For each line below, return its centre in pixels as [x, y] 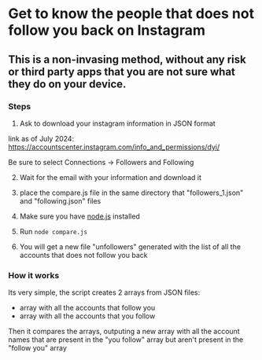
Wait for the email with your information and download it [111, 177]
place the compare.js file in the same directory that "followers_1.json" [131, 193]
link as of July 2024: [41, 138]
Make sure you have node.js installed [79, 216]
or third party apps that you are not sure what [122, 72]
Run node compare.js [54, 231]
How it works [34, 275]
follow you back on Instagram [107, 30]
